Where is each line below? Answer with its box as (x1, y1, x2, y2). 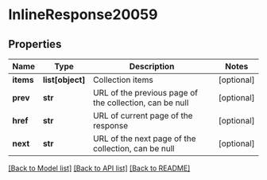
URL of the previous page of (92, 88, 199, 98)
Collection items (92, 74, 153, 85)
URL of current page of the (92, 110, 193, 121)
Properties (8, 37, 62, 51)
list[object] (42, 74, 86, 85)
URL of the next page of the (92, 133, 196, 144)
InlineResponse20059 (8, 6, 158, 24)
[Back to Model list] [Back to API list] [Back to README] (8, 163, 191, 173)
